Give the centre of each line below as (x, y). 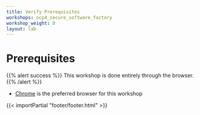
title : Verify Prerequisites (43, 12)
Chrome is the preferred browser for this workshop (79, 94)
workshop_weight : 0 (31, 23)
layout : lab (21, 29)
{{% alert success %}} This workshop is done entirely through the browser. (100, 76)
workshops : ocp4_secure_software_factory (59, 18)
